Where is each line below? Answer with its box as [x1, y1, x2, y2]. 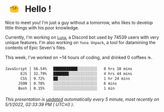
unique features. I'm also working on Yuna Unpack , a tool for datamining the [5, 40, 156, 45]
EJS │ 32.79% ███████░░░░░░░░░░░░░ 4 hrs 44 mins [20, 71, 133, 76]
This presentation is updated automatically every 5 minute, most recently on [5, 96, 159, 102]
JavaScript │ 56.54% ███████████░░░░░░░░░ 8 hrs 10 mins [5, 67, 133, 71]
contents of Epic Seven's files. [5, 45, 67, 51]
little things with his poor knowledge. [5, 25, 79, 31]
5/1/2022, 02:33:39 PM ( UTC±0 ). [5, 101, 74, 107]
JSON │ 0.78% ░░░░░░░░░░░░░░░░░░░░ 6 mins [18, 81, 117, 86]
